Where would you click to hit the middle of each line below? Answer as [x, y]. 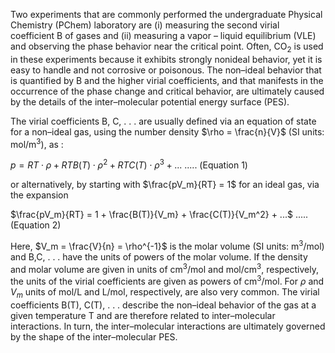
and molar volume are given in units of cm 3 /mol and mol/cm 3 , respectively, [165, 268]
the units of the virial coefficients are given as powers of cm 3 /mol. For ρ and [167, 281]
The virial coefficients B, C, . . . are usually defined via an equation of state [163, 121]
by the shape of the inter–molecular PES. [94, 336]
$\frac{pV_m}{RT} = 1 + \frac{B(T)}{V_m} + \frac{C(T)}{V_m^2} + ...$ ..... [159, 215]
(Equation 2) [36, 225]
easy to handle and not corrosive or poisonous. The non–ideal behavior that [166, 70]
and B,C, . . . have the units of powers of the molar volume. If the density [159, 256]
